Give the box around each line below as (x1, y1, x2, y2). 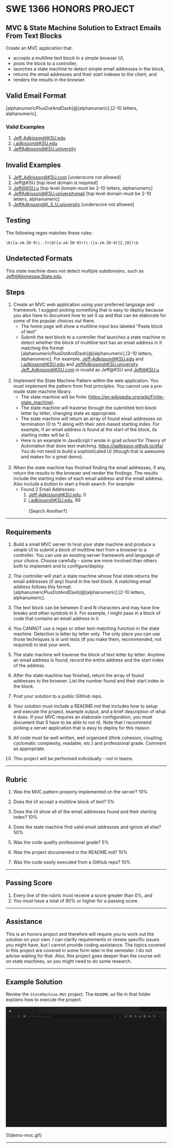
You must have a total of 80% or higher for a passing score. (13, 897, 139, 903)
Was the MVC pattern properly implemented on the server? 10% (13, 788, 148, 794)
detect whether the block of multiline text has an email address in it (20, 340, 162, 346)
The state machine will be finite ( (20, 394, 90, 400)
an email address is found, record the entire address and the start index (13, 657, 164, 663)
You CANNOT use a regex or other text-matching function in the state (13, 625, 160, 632)
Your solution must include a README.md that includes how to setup (13, 703, 158, 709)
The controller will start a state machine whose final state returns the (13, 573, 158, 579)
